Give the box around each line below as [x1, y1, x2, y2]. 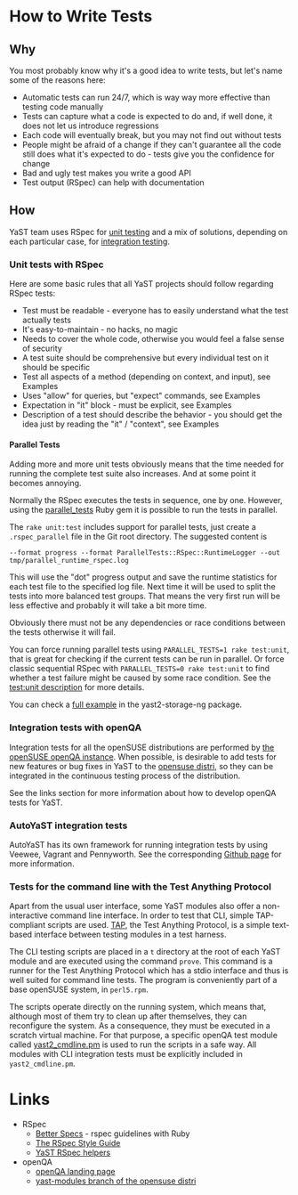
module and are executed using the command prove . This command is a [9, 955, 273, 967]
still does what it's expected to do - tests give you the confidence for [21, 149, 275, 159]
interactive [9, 910, 49, 921]
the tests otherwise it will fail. [9, 627, 116, 638]
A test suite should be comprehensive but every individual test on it [21, 353, 270, 363]
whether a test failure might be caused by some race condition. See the [9, 672, 271, 683]
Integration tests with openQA [9, 721, 142, 734]
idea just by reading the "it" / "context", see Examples [21, 419, 220, 429]
